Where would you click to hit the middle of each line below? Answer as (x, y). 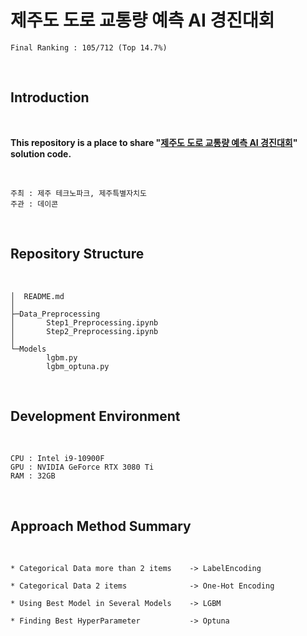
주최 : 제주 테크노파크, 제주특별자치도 (78, 193)
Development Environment (95, 416)
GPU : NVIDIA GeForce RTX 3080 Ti (82, 467)
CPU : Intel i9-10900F (57, 459)
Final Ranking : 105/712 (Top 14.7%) (89, 47)
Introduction (50, 97)
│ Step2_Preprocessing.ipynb (84, 331)
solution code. (41, 153)
